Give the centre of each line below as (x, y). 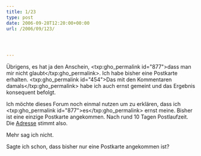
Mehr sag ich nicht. (30, 135)
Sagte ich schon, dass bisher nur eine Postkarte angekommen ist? (88, 147)
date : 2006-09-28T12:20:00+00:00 (48, 23)
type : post (20, 17)
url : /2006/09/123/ (31, 29)
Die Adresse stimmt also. (37, 123)
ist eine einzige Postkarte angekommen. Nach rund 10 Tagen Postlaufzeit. (97, 117)
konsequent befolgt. (31, 92)
